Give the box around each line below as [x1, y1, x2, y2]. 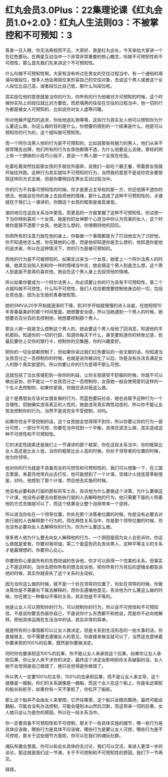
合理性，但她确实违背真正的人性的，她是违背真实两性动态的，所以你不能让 [5, 401, 158, 407]
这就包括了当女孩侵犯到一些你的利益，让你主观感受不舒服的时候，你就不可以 [5, 372, 163, 378]
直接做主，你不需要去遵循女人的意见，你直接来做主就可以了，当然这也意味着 [5, 633, 163, 640]
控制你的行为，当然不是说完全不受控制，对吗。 [13, 407, 110, 414]
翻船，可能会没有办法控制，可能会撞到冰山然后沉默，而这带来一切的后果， [5, 703, 158, 709]
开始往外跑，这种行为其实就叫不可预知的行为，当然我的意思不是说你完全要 [5, 169, 158, 176]
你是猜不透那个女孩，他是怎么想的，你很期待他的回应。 [9, 222, 123, 228]
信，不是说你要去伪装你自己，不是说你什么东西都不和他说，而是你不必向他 [5, 610, 158, 616]
